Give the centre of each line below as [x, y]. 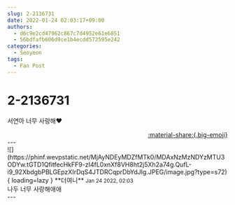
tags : [15, 59]
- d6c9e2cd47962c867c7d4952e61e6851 [67, 33]
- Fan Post [29, 66]
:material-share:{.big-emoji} [188, 134]
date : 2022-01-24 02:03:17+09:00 [56, 20]
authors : [20, 27]
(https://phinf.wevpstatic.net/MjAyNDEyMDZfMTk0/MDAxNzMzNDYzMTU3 [116, 157]
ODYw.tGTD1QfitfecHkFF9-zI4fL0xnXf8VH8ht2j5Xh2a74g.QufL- [100, 164]
